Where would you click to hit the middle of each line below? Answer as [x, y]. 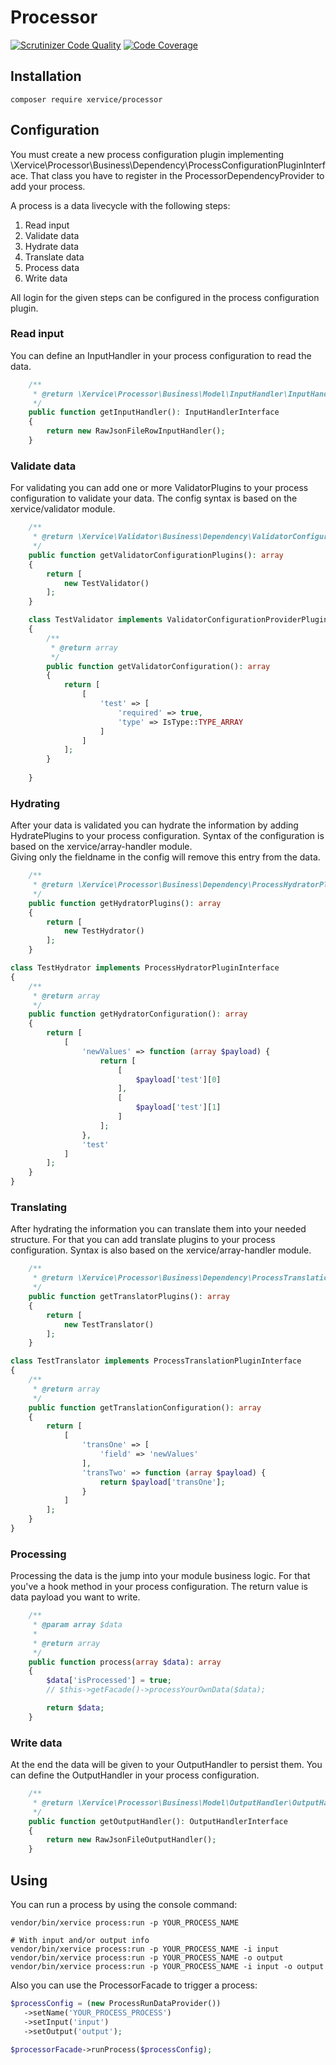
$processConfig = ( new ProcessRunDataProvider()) [116, 2004]
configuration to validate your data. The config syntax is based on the [154, 498]
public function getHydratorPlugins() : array [125, 903]
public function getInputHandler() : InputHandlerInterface [154, 412]
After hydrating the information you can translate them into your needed [158, 1229]
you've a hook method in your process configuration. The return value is [159, 1587]
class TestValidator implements [95, 620]
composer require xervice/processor [86, 99]
